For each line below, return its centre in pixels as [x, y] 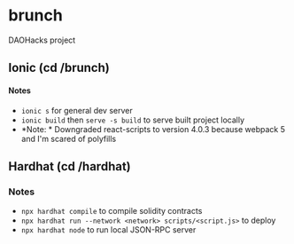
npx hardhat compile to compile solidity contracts [112, 211]
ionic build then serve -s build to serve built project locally [133, 120]
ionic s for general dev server [77, 110]
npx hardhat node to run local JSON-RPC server [108, 230]
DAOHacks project [42, 40]
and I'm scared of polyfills [69, 138]
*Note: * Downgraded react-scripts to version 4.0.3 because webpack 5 [153, 129]
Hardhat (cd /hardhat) [70, 166]
